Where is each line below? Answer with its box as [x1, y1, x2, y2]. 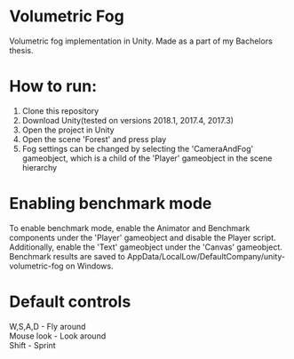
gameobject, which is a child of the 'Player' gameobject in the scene [21, 153, 273, 164]
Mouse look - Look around [9, 331, 107, 341]
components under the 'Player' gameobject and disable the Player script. [9, 232, 277, 243]
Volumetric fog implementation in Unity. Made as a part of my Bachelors [9, 36, 273, 46]
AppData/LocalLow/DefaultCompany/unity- [127, 251, 286, 261]
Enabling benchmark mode [9, 194, 212, 214]
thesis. [9, 44, 34, 55]
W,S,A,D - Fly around [9, 321, 86, 331]
